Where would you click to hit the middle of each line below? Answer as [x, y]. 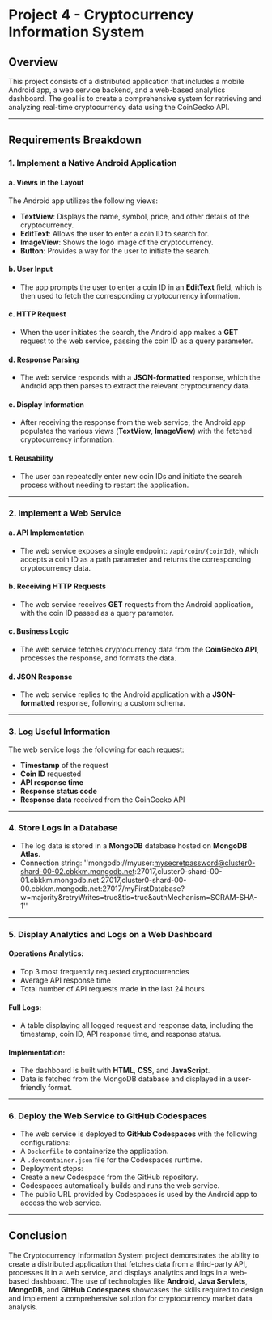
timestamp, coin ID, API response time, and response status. [121, 1034]
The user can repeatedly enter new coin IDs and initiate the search [131, 476]
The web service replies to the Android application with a [115, 694]
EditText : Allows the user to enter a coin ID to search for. [115, 233]
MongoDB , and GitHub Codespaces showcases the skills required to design [136, 1289]
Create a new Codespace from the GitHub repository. [109, 1177]
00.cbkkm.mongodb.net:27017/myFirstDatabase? [102, 889]
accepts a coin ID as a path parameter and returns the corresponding [136, 559]
